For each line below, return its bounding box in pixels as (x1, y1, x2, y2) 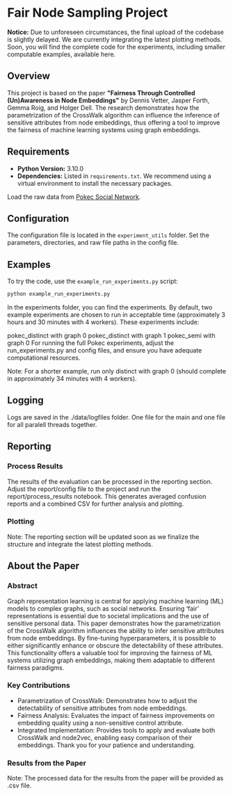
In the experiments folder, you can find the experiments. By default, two (7, 303, 213, 312)
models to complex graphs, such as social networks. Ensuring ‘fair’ (7, 604, 200, 613)
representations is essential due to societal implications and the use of (7, 611, 209, 620)
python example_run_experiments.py (7, 291, 111, 298)
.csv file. (7, 781, 32, 790)
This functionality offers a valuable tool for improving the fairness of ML (7, 648, 213, 657)
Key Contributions (7, 680, 71, 690)
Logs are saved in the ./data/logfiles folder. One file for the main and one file (7, 412, 226, 421)
